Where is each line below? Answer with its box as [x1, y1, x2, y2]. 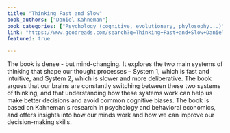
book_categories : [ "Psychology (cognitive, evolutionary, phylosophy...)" [7, 23, 225, 29]
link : [7, 29, 23, 36]
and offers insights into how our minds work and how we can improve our [7, 110, 214, 119]
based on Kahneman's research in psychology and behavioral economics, [7, 104, 216, 112]
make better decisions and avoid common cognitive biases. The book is [7, 96, 209, 104]
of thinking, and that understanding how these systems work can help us [7, 89, 213, 98]
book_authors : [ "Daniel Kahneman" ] [7, 16, 109, 23]
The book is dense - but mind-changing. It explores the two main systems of [7, 60, 223, 68]
